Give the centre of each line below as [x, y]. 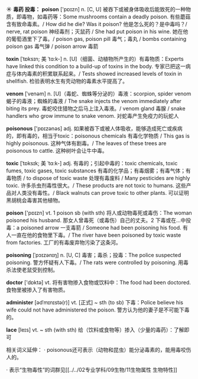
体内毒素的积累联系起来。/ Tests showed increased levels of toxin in [99, 74]
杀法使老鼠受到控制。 [32, 270]
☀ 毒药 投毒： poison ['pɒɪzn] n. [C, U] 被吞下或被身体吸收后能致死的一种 [96, 9]
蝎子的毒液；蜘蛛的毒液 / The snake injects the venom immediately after [94, 101]
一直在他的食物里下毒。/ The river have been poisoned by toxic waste [96, 235]
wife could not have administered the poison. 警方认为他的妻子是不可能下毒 [98, 310]
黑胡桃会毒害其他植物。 [35, 200]
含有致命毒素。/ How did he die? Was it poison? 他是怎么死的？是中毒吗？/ [97, 24]
